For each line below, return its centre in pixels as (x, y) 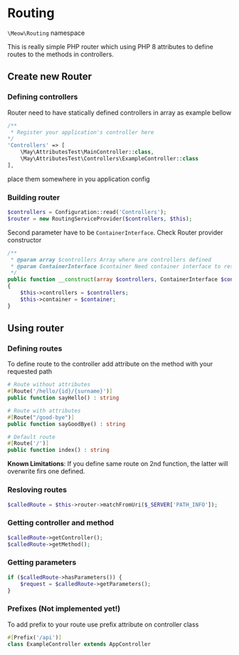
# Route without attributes (49, 385)
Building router (34, 197)
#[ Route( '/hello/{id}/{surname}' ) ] (60, 391)
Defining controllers (43, 97)
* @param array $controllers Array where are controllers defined (111, 259)
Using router (36, 328)
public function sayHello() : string (63, 398)
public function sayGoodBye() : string (67, 424)
